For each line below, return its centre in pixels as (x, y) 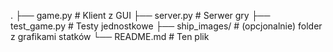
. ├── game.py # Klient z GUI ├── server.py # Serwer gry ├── (140, 15)
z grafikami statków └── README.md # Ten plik (110, 36)
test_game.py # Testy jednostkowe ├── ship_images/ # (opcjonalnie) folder (166, 26)
